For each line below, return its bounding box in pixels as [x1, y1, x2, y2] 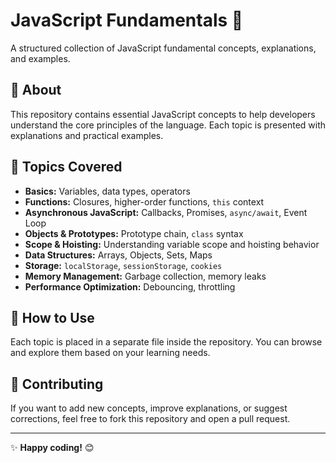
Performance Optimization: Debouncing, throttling [24, 280, 236, 293]
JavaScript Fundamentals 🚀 [10, 9, 244, 32]
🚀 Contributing [10, 375, 104, 393]
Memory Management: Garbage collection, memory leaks [24, 270, 267, 282]
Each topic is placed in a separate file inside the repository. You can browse [10, 336, 323, 348]
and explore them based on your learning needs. [10, 347, 211, 359]
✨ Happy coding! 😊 [10, 442, 95, 454]
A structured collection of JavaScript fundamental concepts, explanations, [10, 42, 317, 54]
